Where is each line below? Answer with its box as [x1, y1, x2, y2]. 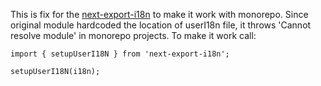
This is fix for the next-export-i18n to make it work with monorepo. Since [10, 9, 309, 20]
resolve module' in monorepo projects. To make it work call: [10, 30, 257, 41]
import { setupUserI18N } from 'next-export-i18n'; [10, 49, 230, 59]
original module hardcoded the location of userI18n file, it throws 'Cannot [10, 19, 312, 31]
